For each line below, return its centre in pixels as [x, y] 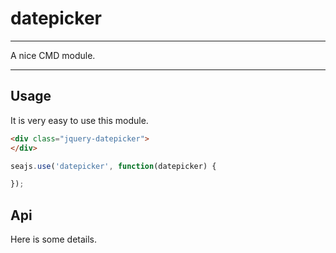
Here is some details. [54, 239]
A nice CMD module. [53, 55]
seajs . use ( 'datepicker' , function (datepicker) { [113, 166]
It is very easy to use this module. [79, 120]
